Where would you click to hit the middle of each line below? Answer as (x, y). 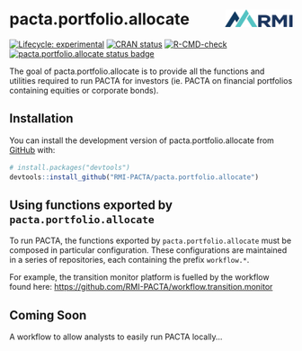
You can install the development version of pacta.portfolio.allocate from (142, 140)
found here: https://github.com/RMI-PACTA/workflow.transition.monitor (141, 287)
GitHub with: (32, 149)
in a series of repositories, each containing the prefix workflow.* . (129, 260)
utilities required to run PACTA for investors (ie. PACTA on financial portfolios (151, 80)
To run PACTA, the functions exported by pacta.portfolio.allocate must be (151, 241)
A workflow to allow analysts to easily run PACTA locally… (116, 337)
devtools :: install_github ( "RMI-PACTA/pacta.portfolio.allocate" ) (134, 177)
